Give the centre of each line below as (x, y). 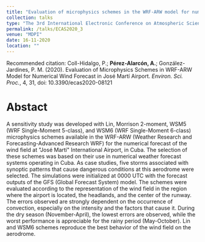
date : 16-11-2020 (28, 40)
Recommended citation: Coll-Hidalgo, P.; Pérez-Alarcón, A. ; (82, 63)
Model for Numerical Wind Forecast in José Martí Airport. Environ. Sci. (95, 76)
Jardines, (18, 69)
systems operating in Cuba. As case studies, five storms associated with (98, 162)
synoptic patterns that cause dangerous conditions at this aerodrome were (100, 169)
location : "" (23, 46)
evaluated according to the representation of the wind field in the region (97, 188)
